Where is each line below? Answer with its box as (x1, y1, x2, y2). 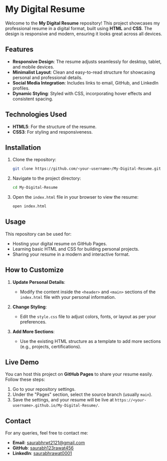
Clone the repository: (12, 157, 57, 163)
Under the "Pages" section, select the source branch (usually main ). (12, 391, 152, 397)
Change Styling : (12, 304, 47, 310)
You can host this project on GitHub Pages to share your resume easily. (5, 371, 153, 377)
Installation (5, 143, 41, 152)
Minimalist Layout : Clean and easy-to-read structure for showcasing (12, 69, 155, 75)
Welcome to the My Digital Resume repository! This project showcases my (5, 20, 160, 26)
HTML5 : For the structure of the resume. (12, 124, 97, 130)
